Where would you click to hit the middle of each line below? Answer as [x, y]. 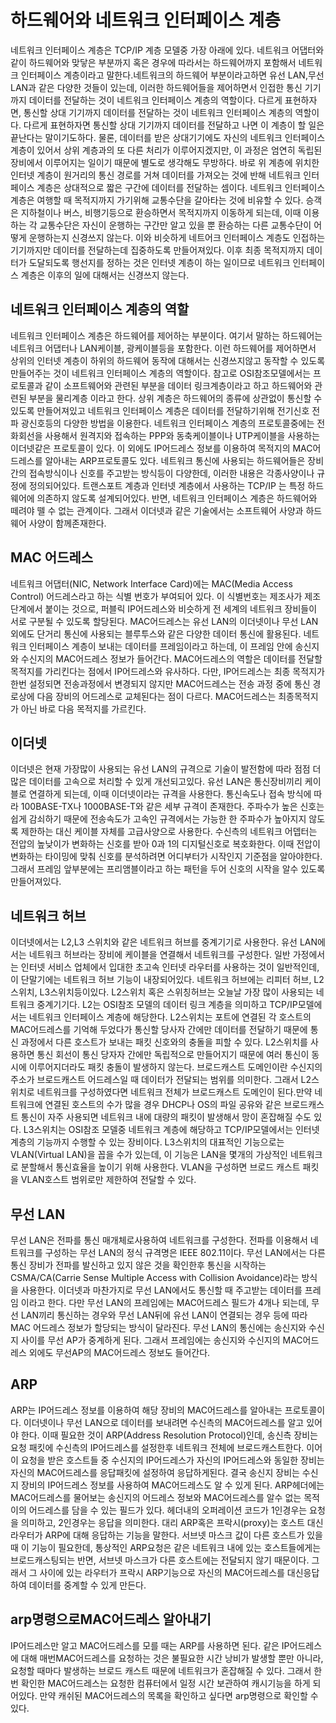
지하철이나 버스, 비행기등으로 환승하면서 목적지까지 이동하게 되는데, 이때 [161, 212]
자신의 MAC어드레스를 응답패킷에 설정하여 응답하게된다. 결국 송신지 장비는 [155, 1472]
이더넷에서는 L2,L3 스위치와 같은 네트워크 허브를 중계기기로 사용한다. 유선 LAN [164, 942]
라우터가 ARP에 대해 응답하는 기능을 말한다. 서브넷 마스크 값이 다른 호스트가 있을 [166, 1535]
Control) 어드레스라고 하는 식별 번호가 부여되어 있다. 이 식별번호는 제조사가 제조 [166, 596]
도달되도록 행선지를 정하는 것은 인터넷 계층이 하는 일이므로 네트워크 [159, 262]
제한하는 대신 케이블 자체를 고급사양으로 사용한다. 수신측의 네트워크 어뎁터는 [169, 832]
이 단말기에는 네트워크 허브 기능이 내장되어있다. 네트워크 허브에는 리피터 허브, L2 [167, 980]
